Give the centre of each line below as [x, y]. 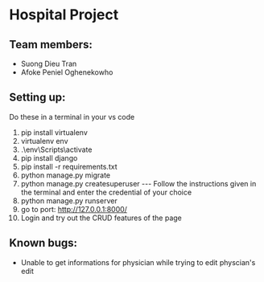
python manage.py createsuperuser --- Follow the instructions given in [138, 183]
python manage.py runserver [69, 200]
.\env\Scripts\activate [56, 149]
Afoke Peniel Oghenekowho [67, 72]
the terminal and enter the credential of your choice [106, 192]
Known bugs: [43, 243]
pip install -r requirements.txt [69, 166]
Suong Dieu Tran [49, 63]
